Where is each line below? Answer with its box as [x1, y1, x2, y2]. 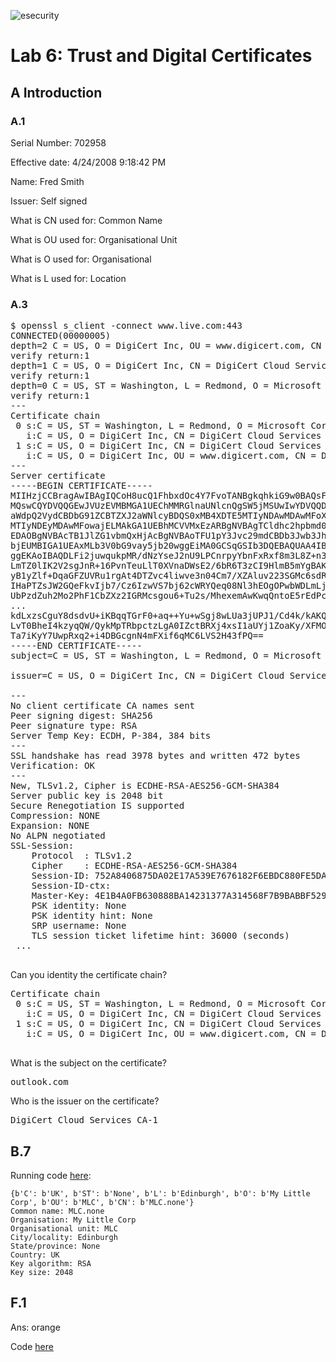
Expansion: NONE [10, 820, 90, 832]
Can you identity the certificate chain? [10, 969, 168, 981]
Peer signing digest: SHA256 [10, 710, 153, 722]
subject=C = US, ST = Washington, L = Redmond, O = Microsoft [10, 650, 322, 662]
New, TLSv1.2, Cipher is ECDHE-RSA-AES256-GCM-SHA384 [10, 780, 280, 792]
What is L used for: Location [10, 272, 127, 284]
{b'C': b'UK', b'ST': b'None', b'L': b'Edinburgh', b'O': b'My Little [10, 1188, 311, 1199]
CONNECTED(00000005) [10, 330, 112, 342]
